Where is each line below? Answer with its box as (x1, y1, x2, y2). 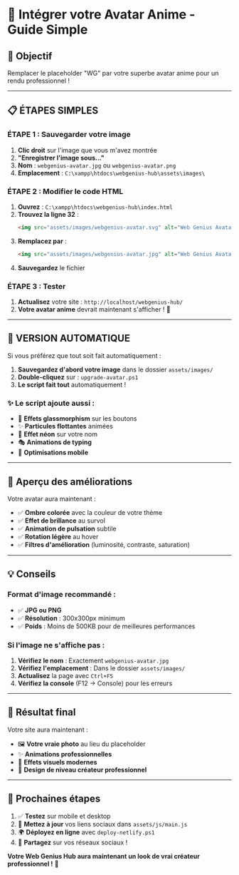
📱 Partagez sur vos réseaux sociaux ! (17, 838, 128, 846)
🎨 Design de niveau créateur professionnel (17, 765, 147, 774)
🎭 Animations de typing (17, 438, 92, 446)
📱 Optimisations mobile (17, 449, 89, 457)
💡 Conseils (7, 568, 56, 580)
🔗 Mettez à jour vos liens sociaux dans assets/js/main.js (17, 819, 188, 828)
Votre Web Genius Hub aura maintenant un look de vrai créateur (7, 851, 201, 860)
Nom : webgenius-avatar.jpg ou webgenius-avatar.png (17, 160, 176, 170)
